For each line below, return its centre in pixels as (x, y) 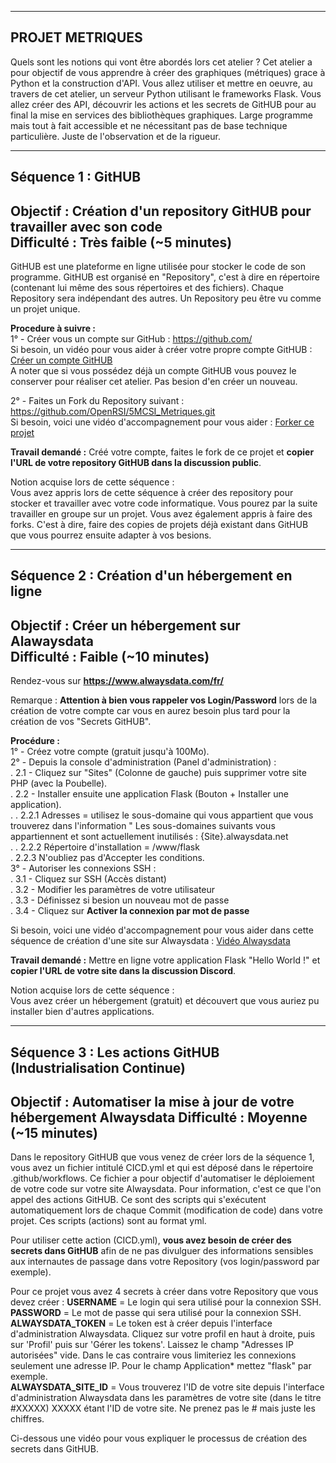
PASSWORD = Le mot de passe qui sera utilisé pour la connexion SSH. (156, 1313)
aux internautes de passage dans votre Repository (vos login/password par (165, 1262)
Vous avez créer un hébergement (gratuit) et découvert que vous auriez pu (165, 1001)
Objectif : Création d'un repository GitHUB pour (161, 211)
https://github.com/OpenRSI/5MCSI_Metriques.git (113, 412)
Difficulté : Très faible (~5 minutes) (121, 242)
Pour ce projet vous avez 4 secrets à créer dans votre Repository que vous (164, 1292)
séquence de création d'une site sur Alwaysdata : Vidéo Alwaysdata (150, 941)
